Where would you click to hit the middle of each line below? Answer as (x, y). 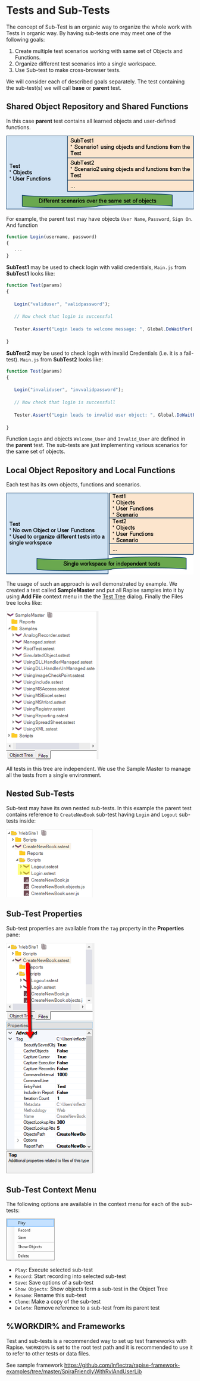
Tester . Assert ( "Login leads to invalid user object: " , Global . (96, 415)
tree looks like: (24, 602)
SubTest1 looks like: (31, 273)
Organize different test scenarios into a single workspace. (85, 64)
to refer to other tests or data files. (48, 1353)
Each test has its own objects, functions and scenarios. (74, 485)
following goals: (26, 39)
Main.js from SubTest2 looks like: (62, 359)
